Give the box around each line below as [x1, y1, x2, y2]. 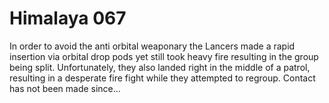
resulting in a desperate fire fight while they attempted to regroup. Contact [9, 72, 316, 84]
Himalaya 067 [9, 7, 127, 30]
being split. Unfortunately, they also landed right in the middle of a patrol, [9, 61, 311, 73]
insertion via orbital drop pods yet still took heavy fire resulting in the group [9, 50, 319, 62]
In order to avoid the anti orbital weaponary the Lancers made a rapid [9, 40, 296, 52]
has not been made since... [9, 82, 121, 94]
